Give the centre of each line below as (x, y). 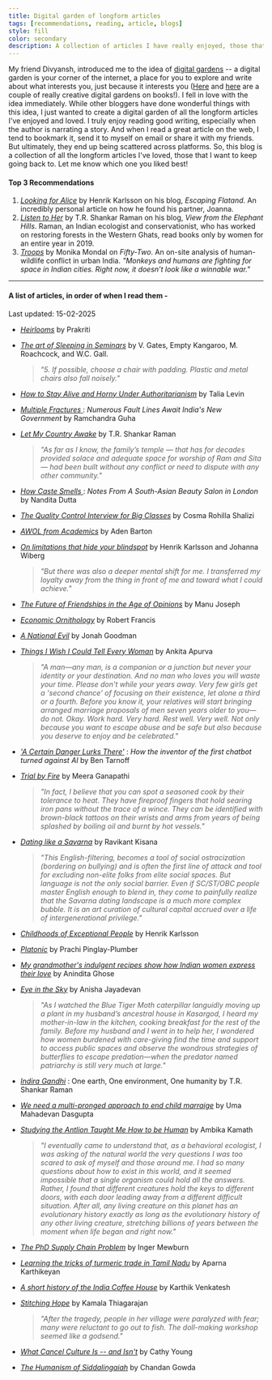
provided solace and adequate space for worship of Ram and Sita (151, 458)
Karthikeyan (40, 1271)
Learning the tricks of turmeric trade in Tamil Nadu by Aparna (123, 1262)
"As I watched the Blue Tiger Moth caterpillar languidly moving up (150, 1005)
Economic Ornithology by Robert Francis (88, 619)
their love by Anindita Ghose (67, 973)
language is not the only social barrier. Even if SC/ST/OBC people (150, 883)
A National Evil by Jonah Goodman (79, 635)
